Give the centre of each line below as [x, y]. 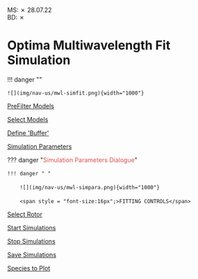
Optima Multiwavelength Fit [89, 46]
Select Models [28, 119]
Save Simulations [32, 255]
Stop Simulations [31, 241]
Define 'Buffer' [28, 133]
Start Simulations [32, 228]
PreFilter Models [31, 106]
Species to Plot [29, 268]
